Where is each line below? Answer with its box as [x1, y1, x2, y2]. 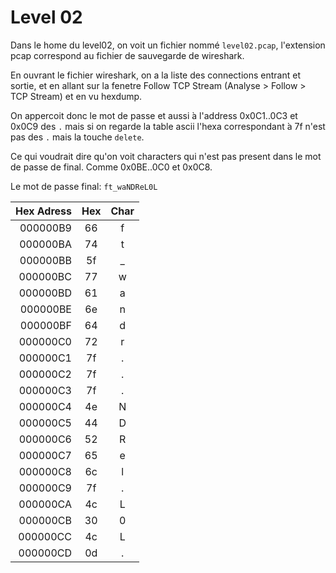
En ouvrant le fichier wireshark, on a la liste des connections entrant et [10, 69, 302, 81]
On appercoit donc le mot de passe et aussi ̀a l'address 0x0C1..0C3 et [10, 109, 298, 121]
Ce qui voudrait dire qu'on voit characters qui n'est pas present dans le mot [10, 150, 322, 162]
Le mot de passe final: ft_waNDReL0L [10, 180, 158, 192]
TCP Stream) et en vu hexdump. [10, 90, 143, 102]
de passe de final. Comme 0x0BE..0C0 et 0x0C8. [10, 161, 213, 173]
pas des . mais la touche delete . [10, 131, 145, 143]
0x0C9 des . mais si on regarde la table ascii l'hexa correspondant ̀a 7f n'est [10, 120, 326, 132]
